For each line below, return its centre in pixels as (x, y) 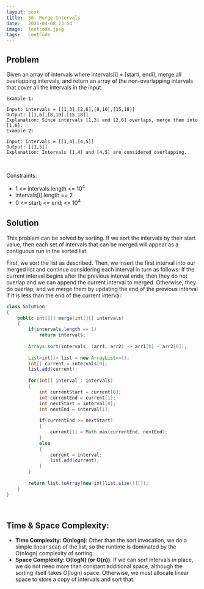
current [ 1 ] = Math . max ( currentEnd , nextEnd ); (109, 432)
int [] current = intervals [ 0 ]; (68, 363)
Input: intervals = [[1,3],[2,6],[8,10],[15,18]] (71, 109)
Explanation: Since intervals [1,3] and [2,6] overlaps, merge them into (102, 120)
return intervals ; (62, 335)
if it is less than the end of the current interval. (64, 295)
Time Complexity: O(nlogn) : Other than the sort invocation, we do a (101, 541)
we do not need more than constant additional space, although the (99, 566)
